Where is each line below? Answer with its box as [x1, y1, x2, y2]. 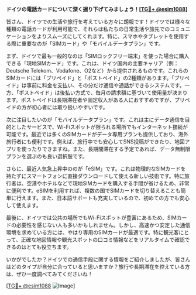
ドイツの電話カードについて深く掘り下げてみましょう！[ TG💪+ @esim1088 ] [6, 6, 188, 12]
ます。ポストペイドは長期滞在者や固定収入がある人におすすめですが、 [6, 97, 175, 103]
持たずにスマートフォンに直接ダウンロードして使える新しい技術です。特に [6, 173, 185, 179]
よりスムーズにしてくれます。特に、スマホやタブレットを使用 [36, 33, 184, 40]
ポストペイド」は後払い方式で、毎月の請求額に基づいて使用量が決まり [18, 89, 188, 96]
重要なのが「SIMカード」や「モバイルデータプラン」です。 [21, 40, 164, 47]
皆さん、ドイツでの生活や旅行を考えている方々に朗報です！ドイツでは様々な [6, 18, 191, 25]
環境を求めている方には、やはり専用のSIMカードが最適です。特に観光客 [6, 229, 179, 236]
